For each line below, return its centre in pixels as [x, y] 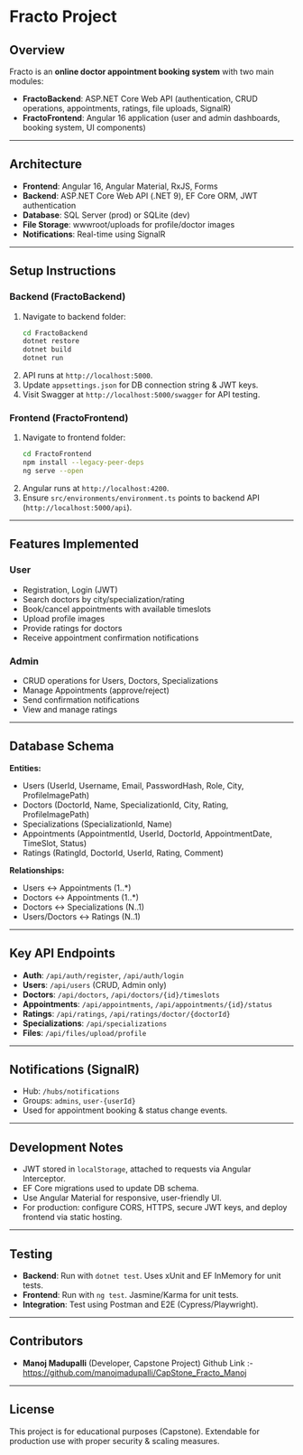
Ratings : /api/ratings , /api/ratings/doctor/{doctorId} [127, 1013]
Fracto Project [63, 17]
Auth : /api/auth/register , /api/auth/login [103, 975]
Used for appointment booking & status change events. [125, 1110]
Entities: [25, 768]
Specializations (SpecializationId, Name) [97, 824]
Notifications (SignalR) [74, 1069]
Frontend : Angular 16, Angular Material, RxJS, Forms [120, 186]
